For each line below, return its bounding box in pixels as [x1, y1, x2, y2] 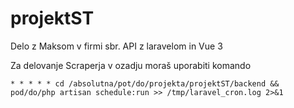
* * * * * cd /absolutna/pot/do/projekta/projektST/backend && [10, 78, 280, 89]
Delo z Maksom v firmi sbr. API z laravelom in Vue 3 [10, 40, 223, 52]
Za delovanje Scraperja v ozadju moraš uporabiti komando [10, 59, 252, 71]
